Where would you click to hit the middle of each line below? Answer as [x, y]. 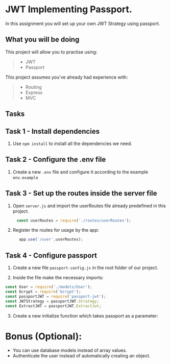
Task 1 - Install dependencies [53, 131]
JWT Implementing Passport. [69, 9]
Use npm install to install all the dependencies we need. [72, 143]
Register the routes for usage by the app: [56, 230]
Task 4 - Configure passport [51, 256]
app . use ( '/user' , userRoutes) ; [51, 239]
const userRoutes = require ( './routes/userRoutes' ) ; [74, 221]
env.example [25, 178]
